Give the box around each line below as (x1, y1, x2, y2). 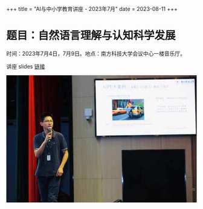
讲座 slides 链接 (6, 62, 45, 70)
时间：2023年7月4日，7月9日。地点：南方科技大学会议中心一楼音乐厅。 (6, 50, 186, 57)
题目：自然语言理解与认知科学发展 (6, 29, 176, 42)
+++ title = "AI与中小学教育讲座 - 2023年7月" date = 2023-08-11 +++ (6, 5, 178, 12)
